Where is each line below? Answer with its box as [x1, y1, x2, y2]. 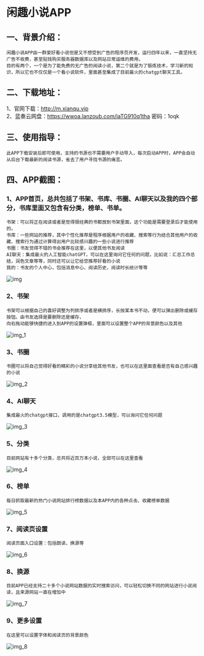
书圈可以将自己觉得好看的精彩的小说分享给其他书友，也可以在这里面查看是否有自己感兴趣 [6, 363, 198, 369]
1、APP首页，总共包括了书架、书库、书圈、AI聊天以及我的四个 [6, 194, 192, 203]
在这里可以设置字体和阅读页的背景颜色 [6, 632, 89, 638]
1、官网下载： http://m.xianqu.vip [6, 105, 89, 112]
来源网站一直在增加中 [20, 589, 66, 595]
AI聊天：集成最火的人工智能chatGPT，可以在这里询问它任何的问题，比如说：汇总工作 [6, 252, 191, 258]
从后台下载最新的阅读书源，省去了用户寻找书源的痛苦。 [6, 156, 126, 162]
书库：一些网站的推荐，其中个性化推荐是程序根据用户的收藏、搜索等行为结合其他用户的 [6, 232, 194, 238]
